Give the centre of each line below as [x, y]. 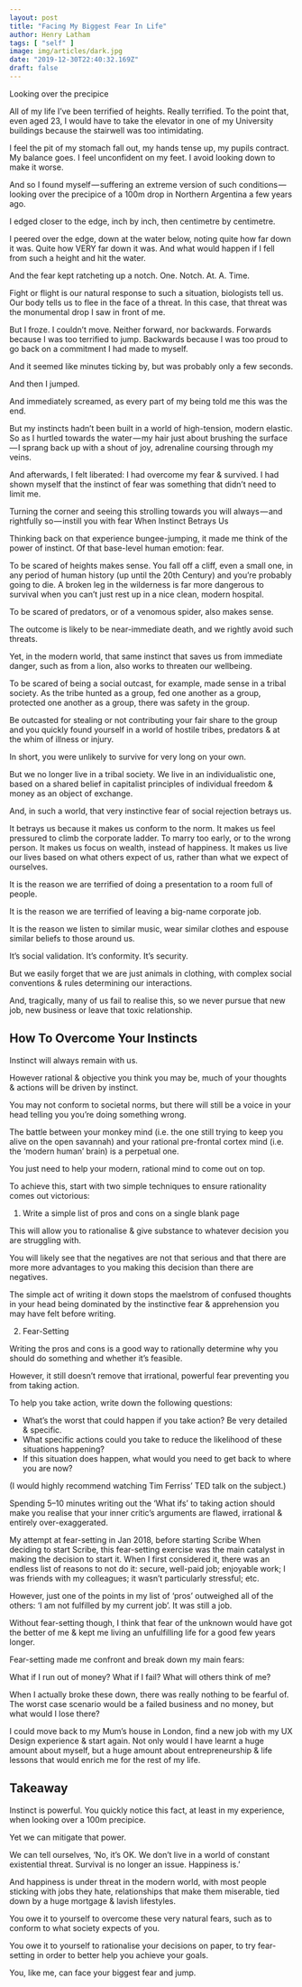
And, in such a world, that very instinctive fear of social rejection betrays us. [151, 811]
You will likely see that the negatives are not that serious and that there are [148, 1258]
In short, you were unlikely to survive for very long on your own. [128, 757]
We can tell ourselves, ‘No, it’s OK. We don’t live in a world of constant [140, 1854]
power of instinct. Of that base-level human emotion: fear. [117, 548]
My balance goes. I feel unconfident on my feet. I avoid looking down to [142, 157]
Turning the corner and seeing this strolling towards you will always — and [146, 511]
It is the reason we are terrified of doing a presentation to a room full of [141, 884]
